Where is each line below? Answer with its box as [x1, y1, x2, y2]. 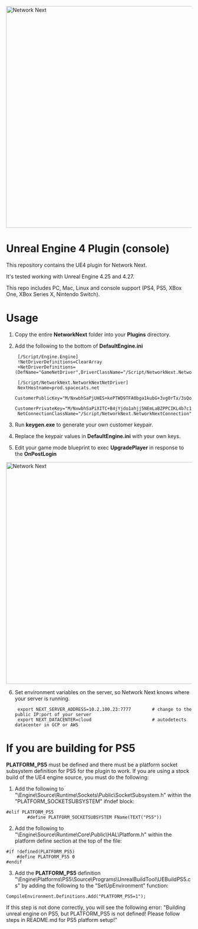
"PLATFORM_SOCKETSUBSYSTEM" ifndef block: [14, 798, 134, 805]
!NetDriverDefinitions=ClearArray [17, 359, 103, 365]
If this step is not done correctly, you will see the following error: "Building [6, 904, 186, 911]
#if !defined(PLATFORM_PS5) [6, 849, 75, 854]
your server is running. [14, 695, 70, 702]
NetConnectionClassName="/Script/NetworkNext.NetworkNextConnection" [17, 410, 192, 416]
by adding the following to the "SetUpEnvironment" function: [21, 882, 169, 889]
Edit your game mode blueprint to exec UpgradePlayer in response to [14, 444, 184, 451]
